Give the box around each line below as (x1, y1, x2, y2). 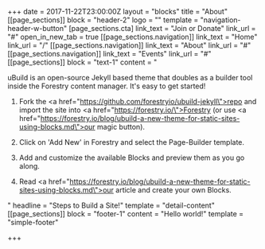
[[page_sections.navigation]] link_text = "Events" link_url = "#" (7, 49, 212, 58)
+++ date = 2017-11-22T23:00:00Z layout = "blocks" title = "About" (7, 7, 228, 16)
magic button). (97, 123, 145, 131)
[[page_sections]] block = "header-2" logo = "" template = (7, 15, 199, 25)
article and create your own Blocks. (115, 185, 232, 194)
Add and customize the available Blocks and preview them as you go (18, 153, 245, 162)
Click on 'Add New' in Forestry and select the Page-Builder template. (18, 138, 244, 146)
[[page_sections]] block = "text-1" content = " (7, 57, 158, 67)
